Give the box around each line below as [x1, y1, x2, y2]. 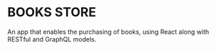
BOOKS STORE [7, 4, 97, 20]
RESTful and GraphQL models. [7, 35, 97, 43]
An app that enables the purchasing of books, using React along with [7, 27, 210, 36]
